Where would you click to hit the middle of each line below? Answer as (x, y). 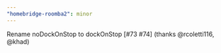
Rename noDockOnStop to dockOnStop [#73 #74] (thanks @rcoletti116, (110, 34)
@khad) (18, 41)
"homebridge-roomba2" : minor (50, 14)
